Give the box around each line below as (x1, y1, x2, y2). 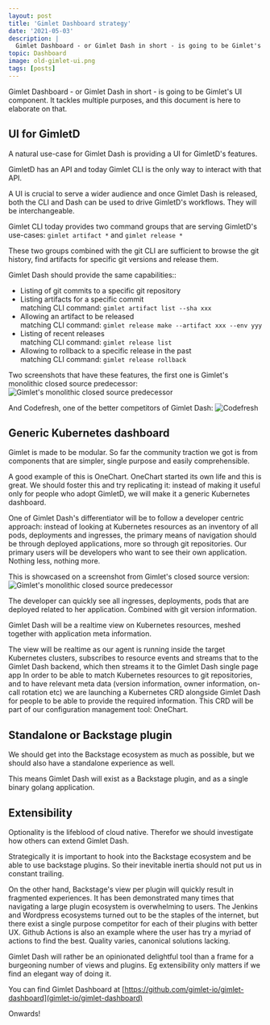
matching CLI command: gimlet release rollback (19, 354, 187, 364)
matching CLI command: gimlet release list (19, 337, 172, 347)
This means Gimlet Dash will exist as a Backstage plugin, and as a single (8, 774, 248, 784)
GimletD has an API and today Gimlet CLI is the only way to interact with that (8, 164, 262, 174)
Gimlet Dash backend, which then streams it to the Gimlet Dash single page (8, 662, 259, 672)
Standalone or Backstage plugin (8, 728, 172, 742)
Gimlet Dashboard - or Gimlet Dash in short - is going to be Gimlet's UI (8, 86, 243, 96)
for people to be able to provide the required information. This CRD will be (8, 696, 254, 706)
